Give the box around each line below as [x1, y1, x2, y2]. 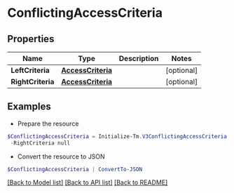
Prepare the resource [17, 119, 79, 128]
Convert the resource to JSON [17, 152, 105, 161]
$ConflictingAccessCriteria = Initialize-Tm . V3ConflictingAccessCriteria [7, 133, 228, 140]
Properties [7, 33, 55, 45]
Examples [7, 100, 51, 113]
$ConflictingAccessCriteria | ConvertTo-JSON [7, 166, 142, 173]
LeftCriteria [11, 65, 50, 75]
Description [118, 54, 159, 63]
